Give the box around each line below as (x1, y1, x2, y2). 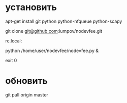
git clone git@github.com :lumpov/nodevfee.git (5, 28, 103, 34)
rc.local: (5, 37, 22, 44)
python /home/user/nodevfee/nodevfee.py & (5, 47, 99, 54)
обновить (5, 75, 48, 87)
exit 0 (5, 57, 17, 63)
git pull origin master (5, 91, 48, 97)
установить (5, 2, 57, 13)
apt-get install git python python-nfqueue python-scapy (5, 18, 122, 24)
